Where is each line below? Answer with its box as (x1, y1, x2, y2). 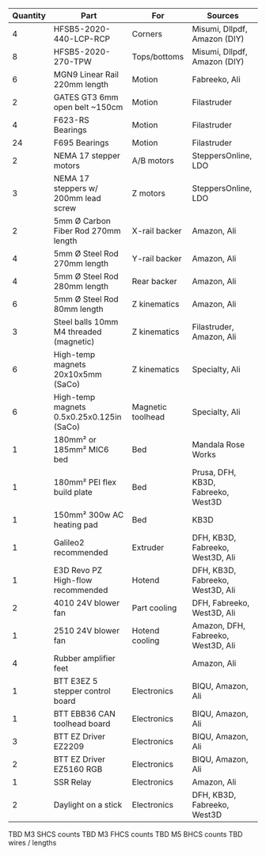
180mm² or (53, 435, 97, 445)
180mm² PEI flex (53, 477, 117, 488)
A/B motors (131, 155, 174, 165)
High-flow (53, 575, 93, 585)
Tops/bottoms (131, 51, 184, 62)
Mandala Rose (192, 439, 245, 450)
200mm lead (53, 193, 101, 203)
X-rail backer (131, 226, 182, 236)
